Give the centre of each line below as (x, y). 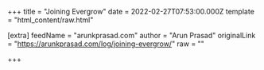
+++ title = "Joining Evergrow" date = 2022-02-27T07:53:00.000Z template (131, 12)
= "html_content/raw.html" (50, 20)
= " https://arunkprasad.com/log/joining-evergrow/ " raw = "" (106, 44)
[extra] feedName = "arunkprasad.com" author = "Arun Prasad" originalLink (132, 35)
